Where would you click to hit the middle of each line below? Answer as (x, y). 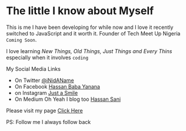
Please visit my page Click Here (45, 110)
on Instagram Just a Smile (46, 93)
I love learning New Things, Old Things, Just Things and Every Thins (89, 51)
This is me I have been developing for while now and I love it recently (90, 27)
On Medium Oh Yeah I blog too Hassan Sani (68, 99)
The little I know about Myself (80, 11)
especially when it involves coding (47, 57)
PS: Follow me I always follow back (49, 122)
